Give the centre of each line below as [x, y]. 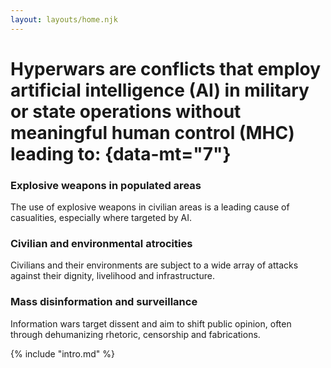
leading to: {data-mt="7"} [121, 153]
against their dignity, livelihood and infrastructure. [112, 276]
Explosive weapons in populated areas [106, 185]
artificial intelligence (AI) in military [160, 90]
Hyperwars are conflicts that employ [166, 68]
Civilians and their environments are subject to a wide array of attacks [154, 265]
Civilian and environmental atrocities [101, 244]
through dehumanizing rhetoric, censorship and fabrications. [135, 334]
